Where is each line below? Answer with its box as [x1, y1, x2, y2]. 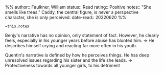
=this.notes [5, 24, 29, 29]
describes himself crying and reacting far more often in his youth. [5, 43, 137, 48]
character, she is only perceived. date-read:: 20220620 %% [5, 15, 127, 20]
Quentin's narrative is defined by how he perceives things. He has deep [5, 52, 150, 58]
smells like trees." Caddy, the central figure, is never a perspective [5, 9, 139, 15]
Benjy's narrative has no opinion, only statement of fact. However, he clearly [5, 33, 159, 38]
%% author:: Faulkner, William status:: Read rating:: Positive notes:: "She [5, 4, 152, 10]
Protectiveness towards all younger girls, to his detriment [5, 63, 120, 68]
